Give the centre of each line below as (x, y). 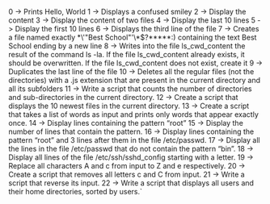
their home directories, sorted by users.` (76, 192)
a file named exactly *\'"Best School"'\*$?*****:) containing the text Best (133, 37)
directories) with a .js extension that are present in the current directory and (135, 80)
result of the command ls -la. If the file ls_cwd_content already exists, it (127, 54)
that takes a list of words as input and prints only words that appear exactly (133, 114)
